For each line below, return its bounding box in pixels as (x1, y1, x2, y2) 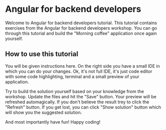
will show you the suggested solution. (5, 109, 82, 115)
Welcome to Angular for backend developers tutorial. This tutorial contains (5, 20, 157, 26)
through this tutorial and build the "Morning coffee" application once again (5, 30, 157, 36)
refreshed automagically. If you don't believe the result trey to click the (5, 99, 150, 105)
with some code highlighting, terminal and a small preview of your (5, 73, 140, 80)
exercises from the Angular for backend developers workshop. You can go (5, 25, 157, 31)
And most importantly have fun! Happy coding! (5, 119, 101, 125)
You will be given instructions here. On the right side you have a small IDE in (5, 63, 160, 69)
